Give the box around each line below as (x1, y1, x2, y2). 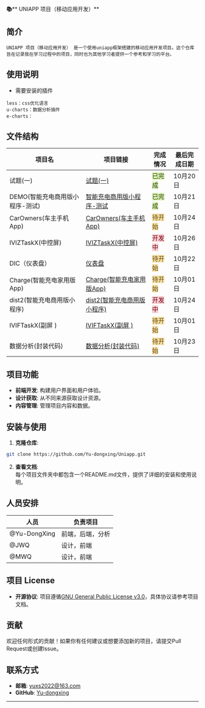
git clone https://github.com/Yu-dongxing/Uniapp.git (6, 451, 146, 458)
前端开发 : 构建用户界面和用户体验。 (15, 386, 104, 394)
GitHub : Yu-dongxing (15, 689, 70, 696)
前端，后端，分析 (60, 529, 110, 538)
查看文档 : (15, 463, 38, 470)
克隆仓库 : (15, 439, 38, 446)
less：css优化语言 (6, 100, 49, 106)
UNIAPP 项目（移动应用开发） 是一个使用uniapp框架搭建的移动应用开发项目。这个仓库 (6, 45, 195, 51)
